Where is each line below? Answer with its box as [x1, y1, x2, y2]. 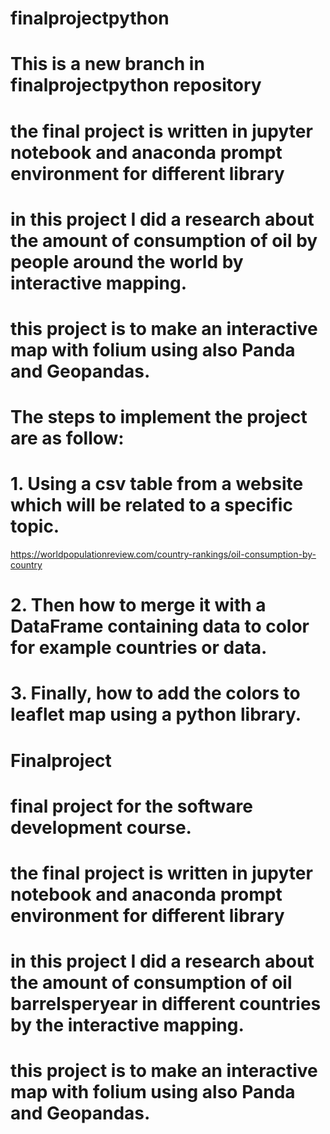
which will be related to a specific [10, 494, 293, 517]
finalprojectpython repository [10, 74, 262, 97]
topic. [10, 515, 60, 538]
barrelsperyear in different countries [10, 993, 322, 1016]
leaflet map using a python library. [10, 703, 302, 726]
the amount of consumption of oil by [10, 229, 318, 252]
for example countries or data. [10, 637, 268, 659]
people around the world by [10, 250, 244, 273]
